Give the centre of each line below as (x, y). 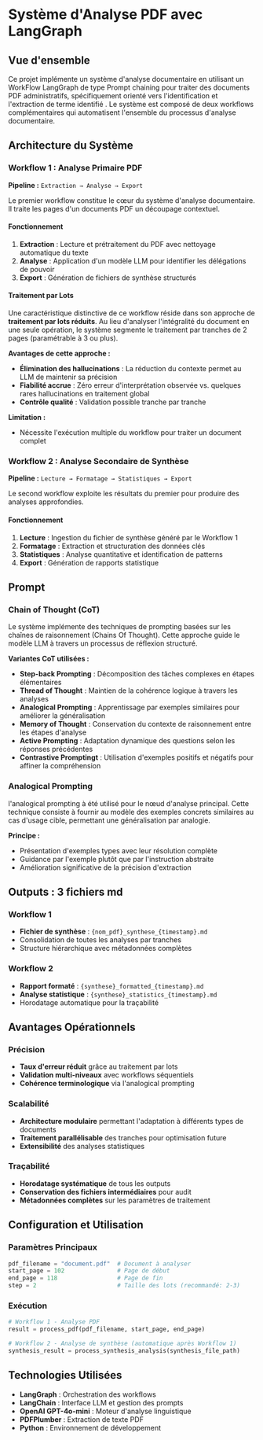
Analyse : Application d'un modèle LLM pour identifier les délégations (133, 260)
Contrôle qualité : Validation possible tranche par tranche (113, 402)
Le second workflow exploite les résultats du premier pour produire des (124, 494)
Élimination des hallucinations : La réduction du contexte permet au (130, 369)
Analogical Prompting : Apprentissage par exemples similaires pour (130, 707)
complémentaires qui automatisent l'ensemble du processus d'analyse (122, 112)
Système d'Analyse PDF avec (106, 15)
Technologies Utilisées (65, 1375)
